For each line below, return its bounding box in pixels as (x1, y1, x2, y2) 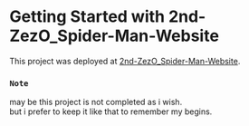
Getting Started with (9, 6, 166, 27)
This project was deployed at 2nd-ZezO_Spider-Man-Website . (9, 55, 241, 66)
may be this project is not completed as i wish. (9, 97, 183, 108)
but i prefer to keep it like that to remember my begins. (9, 106, 213, 117)
